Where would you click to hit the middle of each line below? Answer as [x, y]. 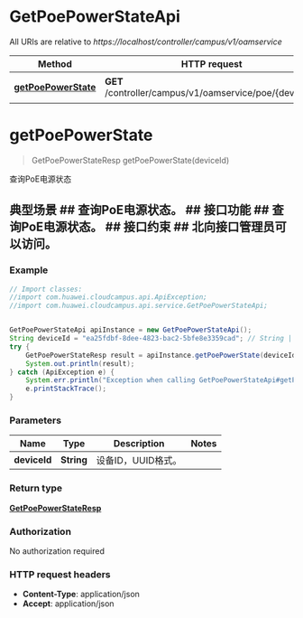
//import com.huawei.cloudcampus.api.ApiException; [108, 297]
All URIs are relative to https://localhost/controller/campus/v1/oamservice [146, 42]
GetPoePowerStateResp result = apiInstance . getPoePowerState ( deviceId [161, 355]
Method [55, 63]
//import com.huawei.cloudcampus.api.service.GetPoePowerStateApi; [139, 306]
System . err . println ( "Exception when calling [110, 380]
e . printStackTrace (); [66, 389]
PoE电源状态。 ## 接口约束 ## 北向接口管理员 [148, 227]
